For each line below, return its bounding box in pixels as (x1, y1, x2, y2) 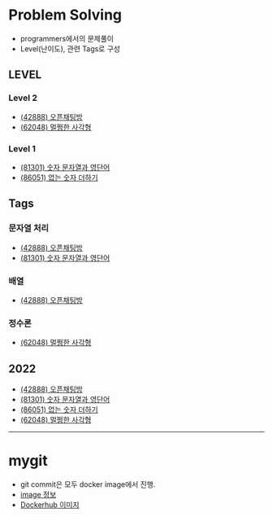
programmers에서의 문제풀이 (19, 33, 114, 43)
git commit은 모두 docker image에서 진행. (19, 479, 156, 489)
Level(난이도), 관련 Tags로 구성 (19, 43, 120, 54)
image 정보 (19, 489, 57, 499)
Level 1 (8, 142, 37, 154)
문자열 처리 (8, 222, 50, 234)
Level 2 (8, 92, 38, 103)
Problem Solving (8, 6, 123, 24)
